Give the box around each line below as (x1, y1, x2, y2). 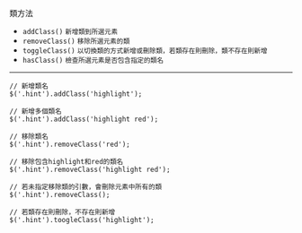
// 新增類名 (9, 82, 49, 91)
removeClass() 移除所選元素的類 (22, 37, 130, 46)
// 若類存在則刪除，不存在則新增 (9, 208, 115, 217)
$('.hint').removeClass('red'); (9, 140, 130, 149)
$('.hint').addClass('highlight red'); (9, 115, 159, 124)
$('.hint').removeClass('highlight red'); (9, 165, 171, 174)
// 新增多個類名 (9, 107, 62, 116)
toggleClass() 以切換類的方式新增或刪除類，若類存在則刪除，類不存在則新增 (22, 47, 268, 56)
